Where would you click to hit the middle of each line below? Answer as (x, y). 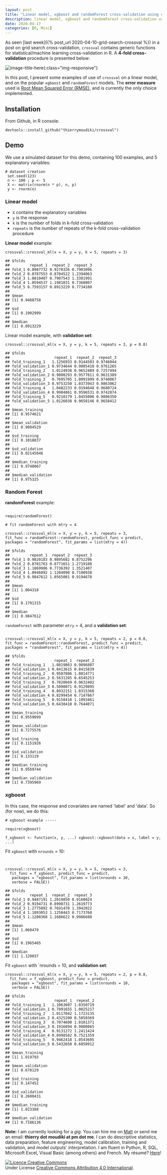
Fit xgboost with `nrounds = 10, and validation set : (56, 965)
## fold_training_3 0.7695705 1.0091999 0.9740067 (61, 379)
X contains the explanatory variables (49, 212)
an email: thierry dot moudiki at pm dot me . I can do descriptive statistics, (81, 1137)
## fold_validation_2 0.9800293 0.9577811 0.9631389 (61, 375)
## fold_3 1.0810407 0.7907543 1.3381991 (49, 278)
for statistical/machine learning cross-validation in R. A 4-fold (68, 53)
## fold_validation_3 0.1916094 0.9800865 (50, 1027)
